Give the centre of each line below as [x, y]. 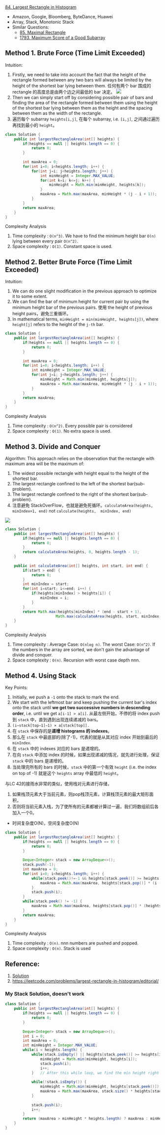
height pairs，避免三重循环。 [41, 314]
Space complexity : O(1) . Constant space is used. [62, 247]
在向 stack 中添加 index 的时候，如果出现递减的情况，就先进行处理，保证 [86, 755]
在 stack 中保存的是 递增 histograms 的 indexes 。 [62, 731]
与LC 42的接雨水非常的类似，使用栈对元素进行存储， [58, 784]
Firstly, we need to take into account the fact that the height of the [79, 74]
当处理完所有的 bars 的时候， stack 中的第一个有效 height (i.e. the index [84, 767]
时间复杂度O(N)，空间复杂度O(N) [46, 823]
